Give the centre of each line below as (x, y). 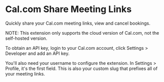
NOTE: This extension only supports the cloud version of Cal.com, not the (82, 33)
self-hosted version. (26, 38)
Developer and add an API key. (37, 53)
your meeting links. (25, 73)
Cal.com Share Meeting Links (69, 9)
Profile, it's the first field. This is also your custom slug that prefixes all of (81, 68)
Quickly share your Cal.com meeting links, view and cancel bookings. (78, 23)
